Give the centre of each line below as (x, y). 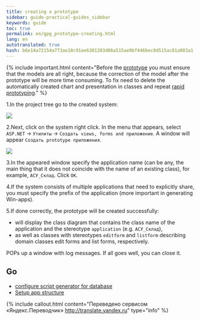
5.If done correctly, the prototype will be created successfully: (83, 211)
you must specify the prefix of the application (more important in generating (99, 193)
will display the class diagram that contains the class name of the (95, 222)
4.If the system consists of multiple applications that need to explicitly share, (100, 187)
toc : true (19, 28)
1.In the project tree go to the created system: (62, 104)
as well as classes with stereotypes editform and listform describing (100, 235)
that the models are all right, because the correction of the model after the (97, 74)
